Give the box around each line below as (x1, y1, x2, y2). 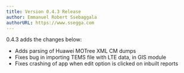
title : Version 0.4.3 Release (6, 8, 82, 15)
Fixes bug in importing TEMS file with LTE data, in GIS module (14, 54, 167, 61)
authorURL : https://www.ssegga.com (6, 20, 95, 26)
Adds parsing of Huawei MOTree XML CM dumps (14, 47, 136, 55)
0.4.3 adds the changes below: (6, 36, 82, 43)
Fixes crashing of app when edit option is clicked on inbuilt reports (14, 60, 179, 67)
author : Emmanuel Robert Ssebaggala (6, 14, 97, 20)
